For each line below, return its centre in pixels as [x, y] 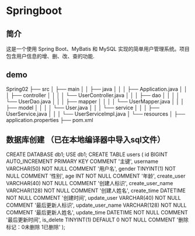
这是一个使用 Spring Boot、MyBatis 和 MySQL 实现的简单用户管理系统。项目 [98, 49]
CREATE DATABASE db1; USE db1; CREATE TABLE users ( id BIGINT [87, 154]
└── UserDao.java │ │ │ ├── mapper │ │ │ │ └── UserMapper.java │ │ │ [95, 101]
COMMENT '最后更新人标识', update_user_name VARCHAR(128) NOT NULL [96, 205]
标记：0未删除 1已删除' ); [36, 227]
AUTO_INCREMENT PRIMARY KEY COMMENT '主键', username [82, 161]
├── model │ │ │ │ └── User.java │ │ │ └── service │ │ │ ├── [83, 107]
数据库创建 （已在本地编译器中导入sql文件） [86, 140]
